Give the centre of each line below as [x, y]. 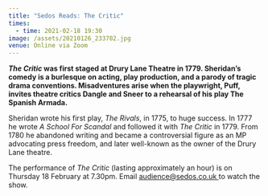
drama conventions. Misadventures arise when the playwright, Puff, [124, 86]
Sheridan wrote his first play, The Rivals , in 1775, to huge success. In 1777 [130, 118]
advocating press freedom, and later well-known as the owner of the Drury [132, 144]
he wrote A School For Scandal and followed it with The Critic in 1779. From [134, 127]
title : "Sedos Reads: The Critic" [66, 16]
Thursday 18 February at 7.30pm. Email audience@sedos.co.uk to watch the [134, 177]
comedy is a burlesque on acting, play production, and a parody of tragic [132, 77]
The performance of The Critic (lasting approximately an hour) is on [120, 168]
